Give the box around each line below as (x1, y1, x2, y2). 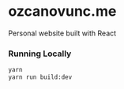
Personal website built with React (8, 28, 117, 38)
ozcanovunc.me (8, 2, 117, 20)
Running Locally (8, 48, 72, 59)
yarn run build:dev (8, 73, 73, 81)
